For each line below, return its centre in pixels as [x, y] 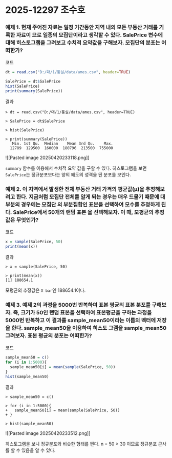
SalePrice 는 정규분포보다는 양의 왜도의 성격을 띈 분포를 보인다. [68, 174]
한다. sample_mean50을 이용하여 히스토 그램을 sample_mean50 [89, 328]
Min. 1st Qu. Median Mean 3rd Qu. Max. [63, 144]
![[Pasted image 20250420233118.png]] [47, 157]
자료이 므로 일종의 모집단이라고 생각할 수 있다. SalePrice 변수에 [89, 35]
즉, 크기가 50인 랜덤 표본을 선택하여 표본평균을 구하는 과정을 [82, 312]
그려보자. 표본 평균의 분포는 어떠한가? [49, 335]
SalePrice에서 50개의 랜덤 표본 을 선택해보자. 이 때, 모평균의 [83, 212]
